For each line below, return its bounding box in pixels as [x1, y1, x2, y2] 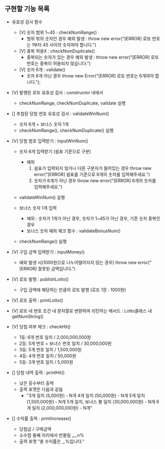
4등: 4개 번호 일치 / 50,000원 [19, 353, 77, 359]
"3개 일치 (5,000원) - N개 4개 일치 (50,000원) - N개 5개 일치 [26, 392, 145, 398]
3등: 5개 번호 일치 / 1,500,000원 [19, 346, 82, 352]
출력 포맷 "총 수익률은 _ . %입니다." [19, 438, 84, 444]
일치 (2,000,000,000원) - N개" [32, 405, 92, 411]
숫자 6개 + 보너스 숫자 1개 [19, 121, 69, 127]
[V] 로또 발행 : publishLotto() [11, 276, 69, 282]
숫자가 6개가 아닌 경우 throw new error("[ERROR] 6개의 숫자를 [34, 178, 156, 184]
